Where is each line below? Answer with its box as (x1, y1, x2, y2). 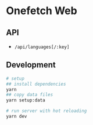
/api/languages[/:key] (14, 44, 70, 50)
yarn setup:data (6, 97, 45, 103)
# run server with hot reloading (6, 108, 87, 114)
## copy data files (6, 92, 53, 98)
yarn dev (6, 113, 27, 120)
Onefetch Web (6, 4, 77, 18)
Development (6, 60, 56, 70)
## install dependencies (6, 81, 66, 87)
